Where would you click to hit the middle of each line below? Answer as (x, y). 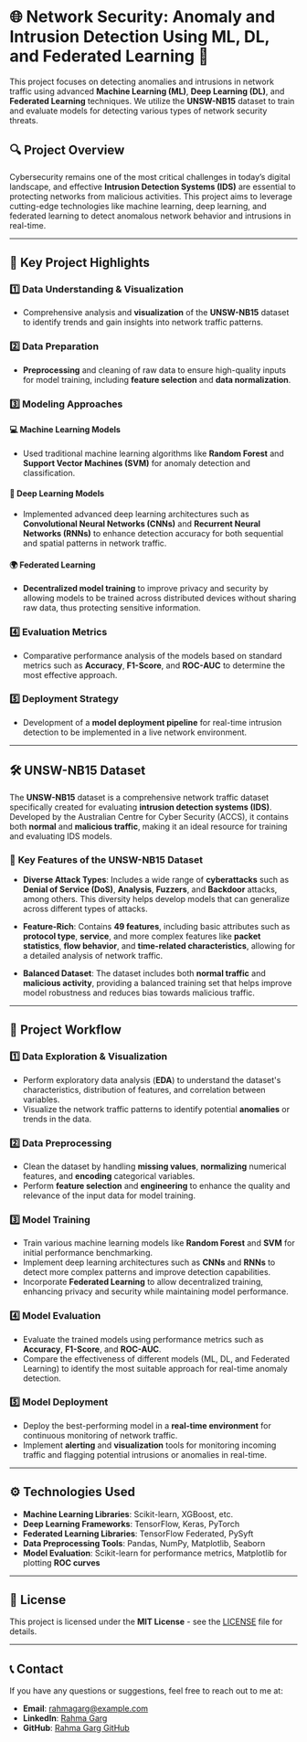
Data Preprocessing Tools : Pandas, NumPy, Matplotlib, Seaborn (144, 1543)
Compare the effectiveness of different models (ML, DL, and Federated (156, 1358)
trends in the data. (57, 1119)
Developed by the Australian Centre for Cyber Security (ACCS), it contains (149, 816)
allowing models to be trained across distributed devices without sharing (159, 598)
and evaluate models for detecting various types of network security (138, 111)
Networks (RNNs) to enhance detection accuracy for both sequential (153, 534)
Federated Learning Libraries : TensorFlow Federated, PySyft (138, 1534)
